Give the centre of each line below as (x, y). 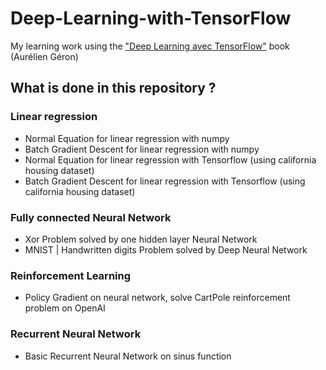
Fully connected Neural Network (91, 217)
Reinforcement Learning (71, 275)
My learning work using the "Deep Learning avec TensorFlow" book (150, 46)
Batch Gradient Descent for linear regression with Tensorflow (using (165, 181)
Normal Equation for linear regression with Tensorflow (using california (170, 159)
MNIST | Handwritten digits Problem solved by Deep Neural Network (166, 249)
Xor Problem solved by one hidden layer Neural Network (141, 239)
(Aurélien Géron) (44, 56)
